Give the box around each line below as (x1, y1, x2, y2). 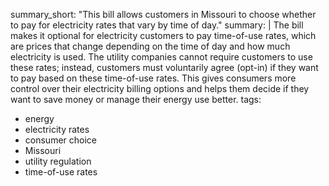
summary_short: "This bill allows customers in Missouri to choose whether (10, 9, 317, 20)
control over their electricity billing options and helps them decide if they (10, 83, 310, 94)
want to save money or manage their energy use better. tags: (10, 94, 262, 105)
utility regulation (24, 155, 92, 167)
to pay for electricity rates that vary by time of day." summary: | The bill (10, 19, 304, 31)
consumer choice (24, 134, 97, 146)
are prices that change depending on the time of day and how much (10, 40, 291, 52)
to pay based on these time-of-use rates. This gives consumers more (10, 72, 297, 84)
